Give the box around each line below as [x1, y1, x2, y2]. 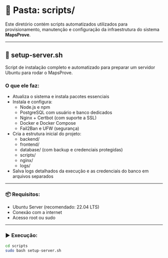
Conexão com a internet [12, 209, 62, 215]
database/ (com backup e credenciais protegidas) [19, 147, 123, 153]
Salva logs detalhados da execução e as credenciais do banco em [12, 168, 149, 174]
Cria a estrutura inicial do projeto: [12, 131, 81, 137]
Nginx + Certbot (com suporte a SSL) [19, 115, 97, 121]
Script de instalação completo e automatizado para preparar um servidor [5, 64, 155, 70]
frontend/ [19, 141, 39, 147]
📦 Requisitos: [5, 190, 40, 197]
